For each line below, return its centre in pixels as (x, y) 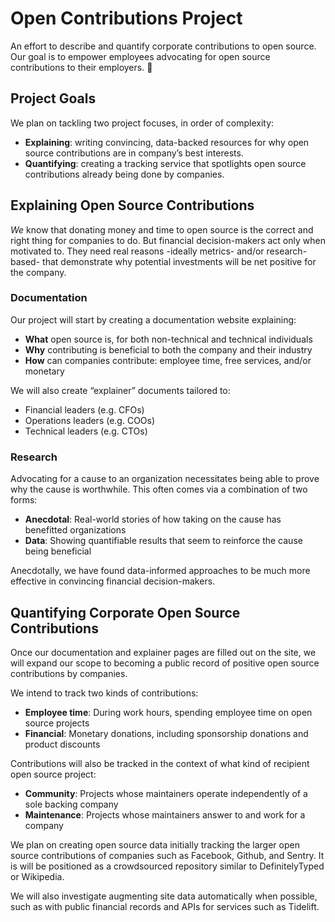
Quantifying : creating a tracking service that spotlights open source (165, 163)
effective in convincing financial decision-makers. (113, 581)
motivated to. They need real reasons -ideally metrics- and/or (137, 251)
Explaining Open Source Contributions (132, 205)
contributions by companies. (69, 673)
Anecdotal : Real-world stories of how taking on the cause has (153, 519)
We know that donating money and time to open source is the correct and (162, 229)
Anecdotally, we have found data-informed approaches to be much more (160, 571)
